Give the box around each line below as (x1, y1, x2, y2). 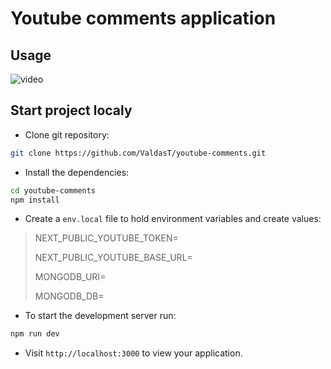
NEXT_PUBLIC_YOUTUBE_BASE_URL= (34, 252, 193, 264)
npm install (10, 195, 60, 205)
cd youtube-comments (10, 185, 97, 196)
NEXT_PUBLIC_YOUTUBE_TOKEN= (34, 232, 179, 244)
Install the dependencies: (24, 166, 130, 178)
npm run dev (10, 329, 60, 339)
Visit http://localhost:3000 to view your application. (24, 347, 243, 359)
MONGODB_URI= (34, 271, 107, 283)
